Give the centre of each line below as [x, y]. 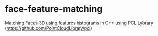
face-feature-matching [54, 9]
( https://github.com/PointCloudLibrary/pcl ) [49, 28]
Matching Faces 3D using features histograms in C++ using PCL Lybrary [79, 23]
